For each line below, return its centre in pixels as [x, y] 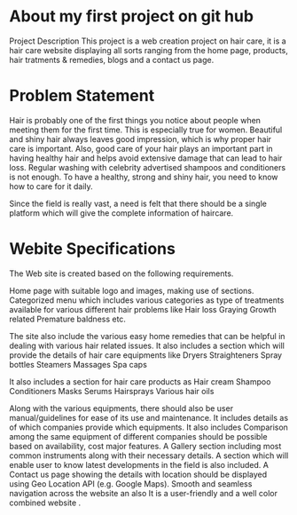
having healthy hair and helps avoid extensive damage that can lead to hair [146, 158]
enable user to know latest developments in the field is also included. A [139, 464]
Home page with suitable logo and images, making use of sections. [132, 290]
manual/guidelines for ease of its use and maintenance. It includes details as [149, 417]
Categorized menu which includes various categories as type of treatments [147, 300]
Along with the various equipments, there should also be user [121, 408]
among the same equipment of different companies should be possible [138, 436]
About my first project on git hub [132, 16]
